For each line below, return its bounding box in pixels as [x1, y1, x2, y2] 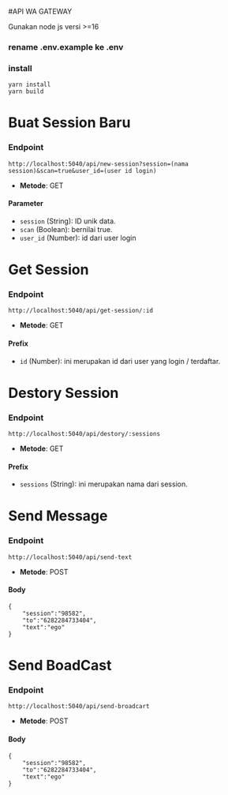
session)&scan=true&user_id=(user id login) [8, 167, 157, 174]
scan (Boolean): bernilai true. [19, 224, 113, 234]
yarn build [8, 88, 44, 96]
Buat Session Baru [8, 114, 131, 132]
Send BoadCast [8, 657, 112, 674]
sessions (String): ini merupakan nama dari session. [19, 479, 188, 489]
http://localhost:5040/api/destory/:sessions [8, 430, 160, 438]
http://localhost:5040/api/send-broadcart [8, 703, 150, 711]
